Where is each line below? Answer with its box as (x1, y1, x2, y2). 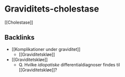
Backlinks (4, 33, 35, 42)
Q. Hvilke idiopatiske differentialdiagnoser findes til (18, 62, 120, 67)
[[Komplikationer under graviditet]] (11, 46, 81, 52)
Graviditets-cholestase (4, 3, 99, 15)
